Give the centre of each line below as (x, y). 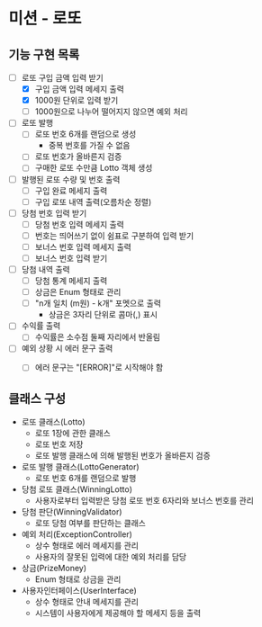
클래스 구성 (37, 398)
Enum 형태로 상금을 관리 (78, 579)
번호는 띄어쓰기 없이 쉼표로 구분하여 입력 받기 (114, 236)
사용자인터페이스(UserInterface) (79, 591)
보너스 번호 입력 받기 (71, 258)
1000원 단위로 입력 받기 (77, 101)
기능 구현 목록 (44, 54)
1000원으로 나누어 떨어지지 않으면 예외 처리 (111, 112)
